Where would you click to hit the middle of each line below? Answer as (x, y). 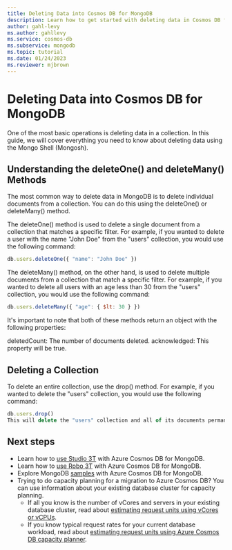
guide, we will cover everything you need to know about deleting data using (115, 140)
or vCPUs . (42, 517)
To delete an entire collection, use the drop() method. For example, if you (111, 386)
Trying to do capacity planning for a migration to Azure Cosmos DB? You (120, 480)
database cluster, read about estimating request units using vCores (123, 510)
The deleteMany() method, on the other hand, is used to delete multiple (109, 273)
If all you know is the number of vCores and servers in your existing (123, 502)
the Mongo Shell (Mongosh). (48, 147)
